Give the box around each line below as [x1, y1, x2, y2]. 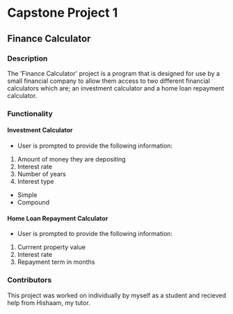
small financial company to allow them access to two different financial [7, 77, 211, 85]
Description [7, 54, 48, 63]
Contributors [7, 275, 52, 285]
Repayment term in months [17, 258, 95, 266]
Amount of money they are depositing [17, 155, 127, 163]
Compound [17, 198, 50, 206]
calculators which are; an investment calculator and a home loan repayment [7, 84, 225, 92]
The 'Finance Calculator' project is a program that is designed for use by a [7, 69, 220, 77]
